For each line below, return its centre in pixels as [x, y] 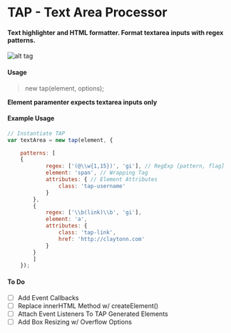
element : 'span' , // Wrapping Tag [97, 173]
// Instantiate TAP [36, 133]
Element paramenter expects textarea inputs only [82, 102]
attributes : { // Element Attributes [102, 180]
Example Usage [31, 118]
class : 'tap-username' [92, 186]
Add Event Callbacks [48, 297]
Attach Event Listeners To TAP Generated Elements [93, 314]
